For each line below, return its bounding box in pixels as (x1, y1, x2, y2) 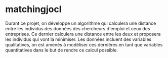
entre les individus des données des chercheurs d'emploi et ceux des (5, 25, 150, 31)
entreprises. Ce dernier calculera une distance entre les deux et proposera (5, 31, 161, 37)
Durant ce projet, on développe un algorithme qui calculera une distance (5, 20, 156, 26)
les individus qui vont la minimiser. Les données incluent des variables (5, 36, 152, 42)
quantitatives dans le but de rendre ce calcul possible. (5, 47, 118, 53)
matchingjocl (5, 4, 62, 15)
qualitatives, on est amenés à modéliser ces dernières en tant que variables (5, 41, 163, 47)
